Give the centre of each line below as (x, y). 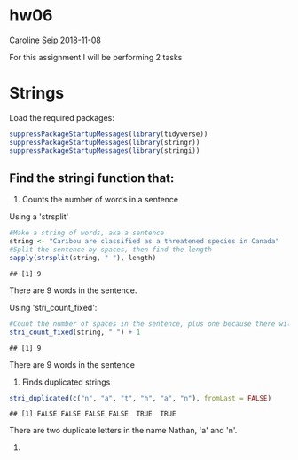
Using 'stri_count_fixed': (53, 307)
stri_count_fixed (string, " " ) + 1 (75, 332)
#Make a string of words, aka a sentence (87, 233)
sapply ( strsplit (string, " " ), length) (83, 258)
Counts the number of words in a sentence (100, 200)
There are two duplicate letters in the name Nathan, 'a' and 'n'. (123, 431)
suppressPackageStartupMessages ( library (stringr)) (105, 142)
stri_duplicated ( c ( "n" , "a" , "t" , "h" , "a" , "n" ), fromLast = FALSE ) (141, 398)
